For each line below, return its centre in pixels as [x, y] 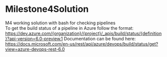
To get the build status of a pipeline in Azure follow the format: [69, 28]
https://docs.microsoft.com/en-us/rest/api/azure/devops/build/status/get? [82, 44]
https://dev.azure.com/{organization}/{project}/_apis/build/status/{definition [83, 33]
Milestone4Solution [47, 9]
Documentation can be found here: [100, 39]
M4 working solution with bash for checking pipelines [60, 23]
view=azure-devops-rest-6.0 [35, 49]
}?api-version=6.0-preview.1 [34, 39]
